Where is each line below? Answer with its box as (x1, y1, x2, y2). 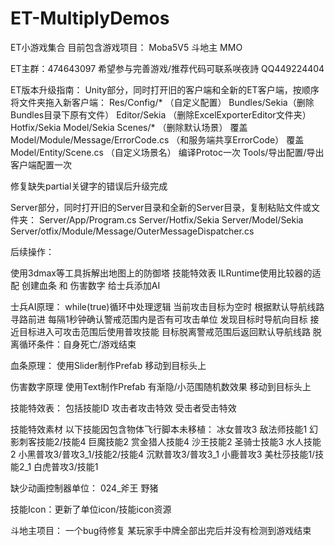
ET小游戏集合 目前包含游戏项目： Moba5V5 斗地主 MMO (10, 41, 243, 53)
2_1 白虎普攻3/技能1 (18, 460, 99, 472)
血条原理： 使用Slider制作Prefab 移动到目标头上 (10, 359, 207, 371)
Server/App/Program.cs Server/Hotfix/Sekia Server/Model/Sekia (38, 213, 304, 226)
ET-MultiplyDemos (10, 7, 170, 30)
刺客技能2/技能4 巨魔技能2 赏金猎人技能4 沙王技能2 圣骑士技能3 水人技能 (18, 435, 322, 447)
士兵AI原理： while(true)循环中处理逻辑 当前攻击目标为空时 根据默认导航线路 (10, 300, 325, 312)
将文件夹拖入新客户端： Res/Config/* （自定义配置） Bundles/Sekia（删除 (10, 96, 315, 108)
